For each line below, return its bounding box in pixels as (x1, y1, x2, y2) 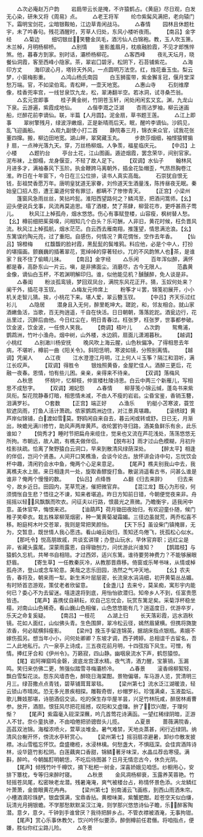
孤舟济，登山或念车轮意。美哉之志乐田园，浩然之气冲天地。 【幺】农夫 (6, 566, 190, 573)
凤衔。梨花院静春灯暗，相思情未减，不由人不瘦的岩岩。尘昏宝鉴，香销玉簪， (6, 392, 197, 399)
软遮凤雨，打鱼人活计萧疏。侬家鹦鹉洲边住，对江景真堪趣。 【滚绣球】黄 (6, 407, 196, 414)
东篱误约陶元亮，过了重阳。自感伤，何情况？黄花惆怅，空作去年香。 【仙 (6, 233, 196, 240)
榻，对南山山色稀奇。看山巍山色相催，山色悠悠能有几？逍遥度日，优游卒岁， (6, 604, 197, 611)
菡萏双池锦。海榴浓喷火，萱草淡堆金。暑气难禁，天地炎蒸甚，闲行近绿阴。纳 (6, 725, 197, 733)
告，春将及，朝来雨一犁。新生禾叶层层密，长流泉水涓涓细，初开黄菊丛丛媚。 (6, 574, 197, 581)
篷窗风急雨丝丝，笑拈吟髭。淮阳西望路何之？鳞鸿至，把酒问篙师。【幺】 (16, 195, 195, 202)
